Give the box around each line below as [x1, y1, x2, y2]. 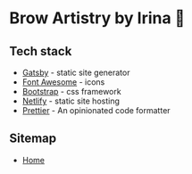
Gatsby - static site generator [21, 67, 130, 78]
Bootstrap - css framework [21, 87, 122, 96]
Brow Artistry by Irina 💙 [9, 8, 186, 29]
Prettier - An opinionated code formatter [21, 105, 171, 115]
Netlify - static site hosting [21, 95, 121, 106]
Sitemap [9, 131, 57, 146]
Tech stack [9, 44, 72, 59]
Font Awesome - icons [21, 77, 105, 87]
